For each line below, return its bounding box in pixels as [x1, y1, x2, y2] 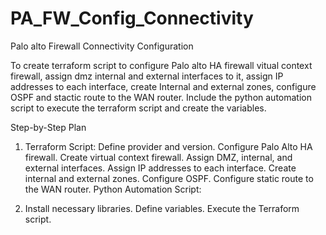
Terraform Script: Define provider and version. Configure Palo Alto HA [24, 140, 313, 152]
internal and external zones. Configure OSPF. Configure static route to [24, 172, 314, 184]
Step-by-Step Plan [10, 121, 87, 133]
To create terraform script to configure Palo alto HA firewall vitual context [10, 59, 313, 71]
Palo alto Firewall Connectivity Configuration [10, 40, 194, 52]
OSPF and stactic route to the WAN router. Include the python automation [10, 91, 312, 103]
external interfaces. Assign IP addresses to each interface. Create [24, 162, 297, 174]
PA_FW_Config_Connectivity [10, 7, 254, 30]
